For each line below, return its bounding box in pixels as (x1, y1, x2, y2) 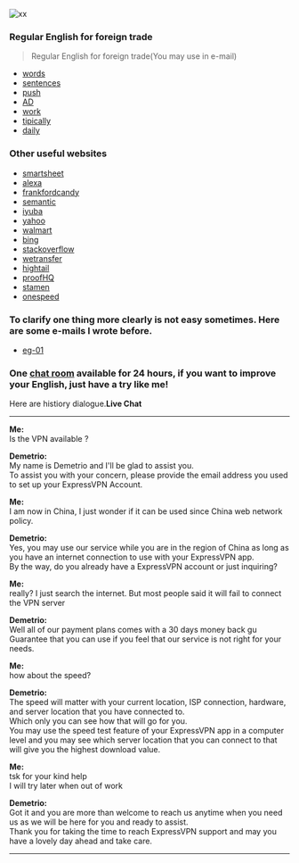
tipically (21, 116, 52, 127)
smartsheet (21, 168, 64, 178)
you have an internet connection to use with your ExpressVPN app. (9, 552, 255, 562)
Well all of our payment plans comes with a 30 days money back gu (9, 625, 257, 635)
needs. (9, 643, 35, 654)
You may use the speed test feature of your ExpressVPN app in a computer (9, 726, 285, 736)
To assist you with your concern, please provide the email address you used (9, 469, 288, 481)
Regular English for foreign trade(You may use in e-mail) (30, 51, 238, 62)
